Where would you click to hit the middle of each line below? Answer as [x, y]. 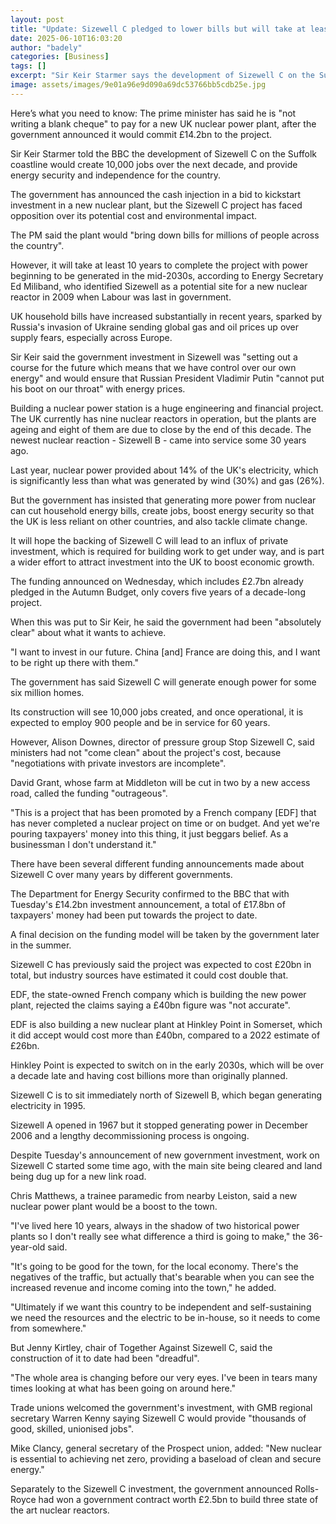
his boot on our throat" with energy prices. [98, 388]
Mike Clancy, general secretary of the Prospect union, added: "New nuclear [166, 1448]
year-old [28, 1247]
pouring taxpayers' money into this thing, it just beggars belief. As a [149, 833]
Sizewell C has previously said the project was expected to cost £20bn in [161, 964]
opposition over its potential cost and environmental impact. [134, 215]
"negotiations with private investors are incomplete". [118, 763]
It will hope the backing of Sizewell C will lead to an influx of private [149, 540]
